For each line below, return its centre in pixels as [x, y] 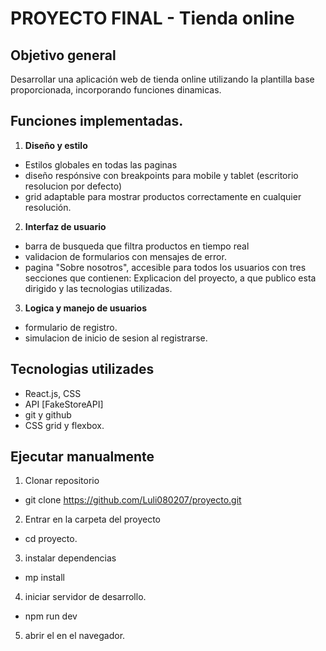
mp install [44, 578]
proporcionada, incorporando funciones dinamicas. [116, 90]
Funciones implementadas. [97, 121]
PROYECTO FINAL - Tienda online [152, 18]
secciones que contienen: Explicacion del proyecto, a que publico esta [170, 278]
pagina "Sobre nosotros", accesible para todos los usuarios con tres [165, 267]
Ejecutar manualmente [82, 457]
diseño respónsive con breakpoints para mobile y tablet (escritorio [161, 175]
